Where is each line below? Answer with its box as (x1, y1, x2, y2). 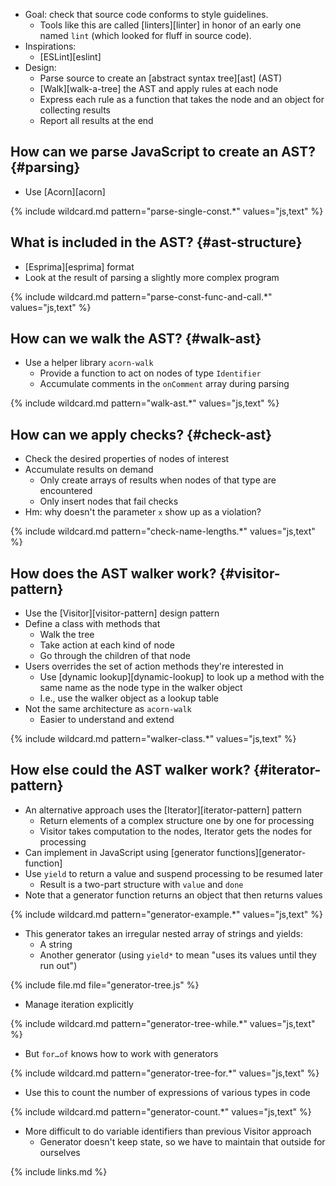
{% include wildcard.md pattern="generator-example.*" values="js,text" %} (10, 908, 323, 920)
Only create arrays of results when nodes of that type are (39, 474, 277, 486)
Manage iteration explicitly (24, 998, 134, 1010)
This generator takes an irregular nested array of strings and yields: (24, 927, 303, 939)
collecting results (39, 104, 111, 116)
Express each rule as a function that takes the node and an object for (39, 94, 325, 105)
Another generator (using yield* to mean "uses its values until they (39, 949, 317, 961)
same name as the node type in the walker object (39, 682, 243, 694)
